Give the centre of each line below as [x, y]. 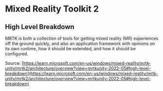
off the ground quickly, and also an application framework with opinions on [80, 44]
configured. [17, 54]
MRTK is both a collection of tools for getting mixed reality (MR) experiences [82, 38]
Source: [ [14, 63]
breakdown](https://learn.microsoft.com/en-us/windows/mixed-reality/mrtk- [81, 73]
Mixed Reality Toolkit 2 [52, 9]
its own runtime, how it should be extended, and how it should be [71, 49]
